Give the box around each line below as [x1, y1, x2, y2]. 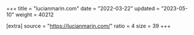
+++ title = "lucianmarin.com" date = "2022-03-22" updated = [6, 5, 160, 12]
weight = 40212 [15, 11, 54, 18]
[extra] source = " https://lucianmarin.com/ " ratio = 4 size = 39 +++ [6, 23, 171, 29]
